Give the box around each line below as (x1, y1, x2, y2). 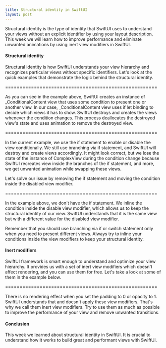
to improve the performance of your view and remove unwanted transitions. (5, 309, 160, 315)
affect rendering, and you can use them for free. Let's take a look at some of (5, 269, 161, 275)
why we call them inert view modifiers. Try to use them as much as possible (5, 304, 160, 310)
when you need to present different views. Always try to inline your (5, 231, 142, 237)
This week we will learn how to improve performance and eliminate (5, 36, 142, 42)
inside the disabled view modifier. (5, 180, 74, 186)
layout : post (5, 12, 32, 17)
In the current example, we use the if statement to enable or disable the (5, 139, 151, 145)
